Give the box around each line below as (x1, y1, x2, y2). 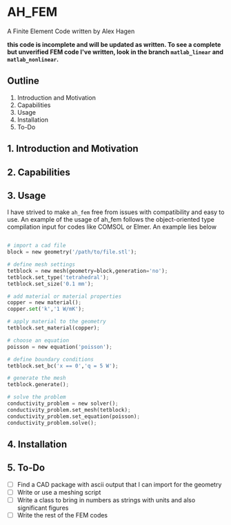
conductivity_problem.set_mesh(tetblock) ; (7, 406, 131, 413)
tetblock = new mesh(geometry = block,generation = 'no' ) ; (7, 267, 168, 274)
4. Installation (7, 438, 68, 450)
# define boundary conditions (7, 356, 94, 363)
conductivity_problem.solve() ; (7, 419, 97, 426)
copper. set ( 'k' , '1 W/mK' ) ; (7, 305, 85, 313)
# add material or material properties (7, 293, 122, 300)
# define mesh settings (7, 261, 76, 268)
